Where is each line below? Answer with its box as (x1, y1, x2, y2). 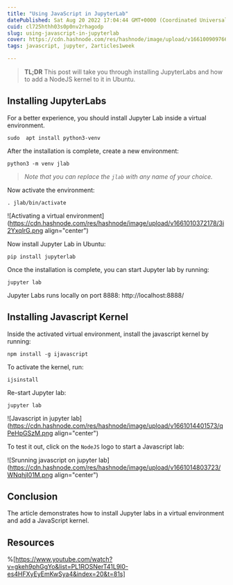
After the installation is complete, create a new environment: (7, 147, 179, 155)
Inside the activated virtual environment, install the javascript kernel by (7, 330, 209, 338)
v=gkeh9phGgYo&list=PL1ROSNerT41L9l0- (7, 563, 129, 571)
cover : (7, 36, 26, 43)
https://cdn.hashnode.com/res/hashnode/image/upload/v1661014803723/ (9, 463, 221, 472)
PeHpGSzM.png (7, 428, 53, 437)
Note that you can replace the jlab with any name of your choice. (24, 172, 213, 181)
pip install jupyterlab (7, 253, 76, 260)
